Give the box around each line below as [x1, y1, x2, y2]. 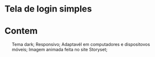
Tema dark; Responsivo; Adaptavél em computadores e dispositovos [11, 42, 150, 47]
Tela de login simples [4, 3, 92, 14]
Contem [4, 26, 38, 37]
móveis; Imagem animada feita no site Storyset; [11, 47, 108, 53]
